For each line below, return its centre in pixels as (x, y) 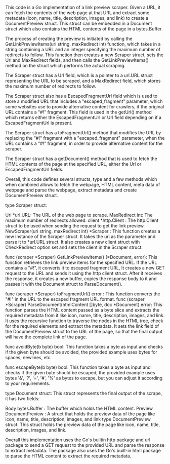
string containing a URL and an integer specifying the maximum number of (83, 49)
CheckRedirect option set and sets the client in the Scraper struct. (74, 247)
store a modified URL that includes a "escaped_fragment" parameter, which (84, 101)
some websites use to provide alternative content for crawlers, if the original (85, 107)
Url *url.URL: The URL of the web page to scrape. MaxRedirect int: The (79, 215)
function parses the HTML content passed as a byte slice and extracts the (82, 310)
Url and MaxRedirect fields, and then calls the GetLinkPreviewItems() (77, 60)
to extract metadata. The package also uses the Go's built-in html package (83, 451)
